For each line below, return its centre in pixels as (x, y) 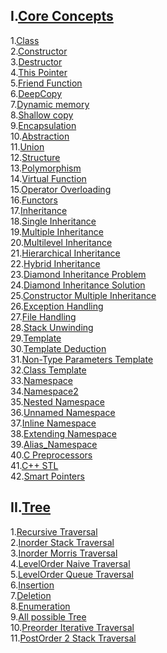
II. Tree (30, 507)
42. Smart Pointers (47, 476)
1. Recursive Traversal (54, 531)
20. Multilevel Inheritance (61, 242)
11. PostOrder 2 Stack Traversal (73, 638)
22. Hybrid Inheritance (55, 263)
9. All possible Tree (48, 616)
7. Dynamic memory (50, 104)
